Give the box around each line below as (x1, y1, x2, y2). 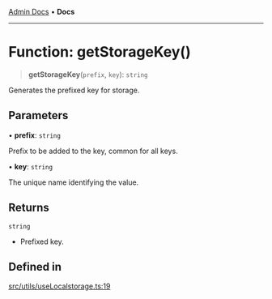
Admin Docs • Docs (8, 7, 75, 16)
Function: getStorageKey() (8, 43, 192, 62)
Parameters (8, 109, 69, 122)
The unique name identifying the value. (8, 177, 139, 187)
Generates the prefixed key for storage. (8, 85, 140, 95)
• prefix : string (8, 130, 61, 140)
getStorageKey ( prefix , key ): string (28, 69, 148, 79)
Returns (8, 201, 50, 215)
